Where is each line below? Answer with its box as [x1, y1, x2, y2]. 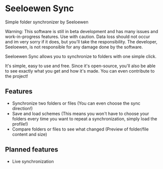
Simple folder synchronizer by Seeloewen [5, 19, 89, 25]
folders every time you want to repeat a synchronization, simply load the [12, 115, 157, 122]
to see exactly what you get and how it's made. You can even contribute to [5, 68, 155, 74]
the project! [5, 73, 28, 79]
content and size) [12, 131, 47, 137]
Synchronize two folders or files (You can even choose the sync [12, 100, 141, 106]
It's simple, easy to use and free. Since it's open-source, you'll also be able [5, 63, 156, 69]
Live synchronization [12, 158, 54, 164]
